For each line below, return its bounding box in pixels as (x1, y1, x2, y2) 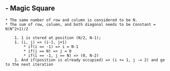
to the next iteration (5, 62, 53, 67)
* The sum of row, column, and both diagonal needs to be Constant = (5, 22, 156, 27)
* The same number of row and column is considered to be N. (5, 17, 138, 22)
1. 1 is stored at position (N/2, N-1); (14, 35, 101, 40)
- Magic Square (5, 4, 55, 13)
